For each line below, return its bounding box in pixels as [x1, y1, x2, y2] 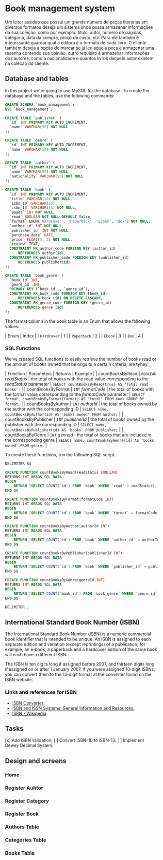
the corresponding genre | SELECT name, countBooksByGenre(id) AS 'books [5, 437, 154, 443]
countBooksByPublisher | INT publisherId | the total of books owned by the [5, 416, 154, 422]
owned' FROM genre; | [5, 442, 47, 448]
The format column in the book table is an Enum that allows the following [5, 318, 150, 324]
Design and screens [5, 757, 66, 765]
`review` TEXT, [9, 242, 40, 247]
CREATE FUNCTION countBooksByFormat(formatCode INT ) [5, 497, 114, 502]
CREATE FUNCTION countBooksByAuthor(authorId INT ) [5, 524, 110, 529]
